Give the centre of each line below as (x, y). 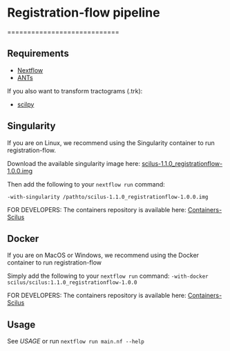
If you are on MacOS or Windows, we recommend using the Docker (103, 255)
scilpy (26, 104)
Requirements (38, 54)
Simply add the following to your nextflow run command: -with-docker (108, 276)
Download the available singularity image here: (74, 163)
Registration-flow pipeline (84, 13)
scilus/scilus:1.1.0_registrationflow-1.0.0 (72, 283)
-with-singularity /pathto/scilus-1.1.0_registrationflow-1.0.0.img (108, 197)
